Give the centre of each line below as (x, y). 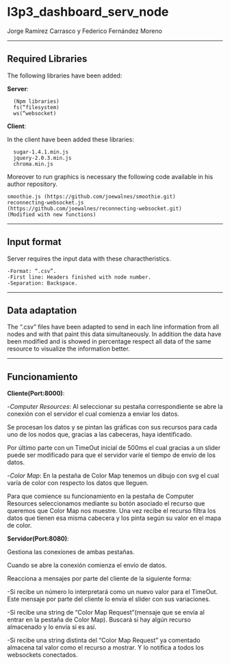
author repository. (33, 184)
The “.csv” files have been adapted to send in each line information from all (113, 327)
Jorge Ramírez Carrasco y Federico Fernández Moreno (85, 31)
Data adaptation (42, 310)
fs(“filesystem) (36, 107)
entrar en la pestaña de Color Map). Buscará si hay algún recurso (99, 620)
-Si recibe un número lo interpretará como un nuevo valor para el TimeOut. (112, 592)
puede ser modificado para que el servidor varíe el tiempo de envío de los (111, 455)
